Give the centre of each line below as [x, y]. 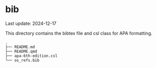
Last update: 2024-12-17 [31, 23]
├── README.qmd [21, 51]
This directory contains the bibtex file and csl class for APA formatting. [79, 33]
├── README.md [20, 47]
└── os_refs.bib [22, 60]
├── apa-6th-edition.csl [31, 56]
